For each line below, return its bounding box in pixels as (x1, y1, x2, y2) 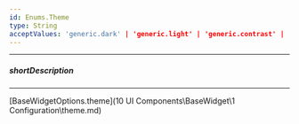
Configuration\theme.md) (9, 105, 102, 116)
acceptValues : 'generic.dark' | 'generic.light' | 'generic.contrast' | (9, 29, 285, 38)
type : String (9, 21, 58, 30)
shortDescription (9, 65, 74, 75)
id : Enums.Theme (9, 12, 69, 22)
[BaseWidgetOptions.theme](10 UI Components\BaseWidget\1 (9, 96, 236, 106)
